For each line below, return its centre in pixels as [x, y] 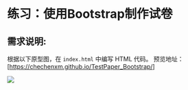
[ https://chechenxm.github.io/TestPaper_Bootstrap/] [81, 66]
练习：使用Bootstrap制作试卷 [90, 14]
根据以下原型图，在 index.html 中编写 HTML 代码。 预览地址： [95, 59]
